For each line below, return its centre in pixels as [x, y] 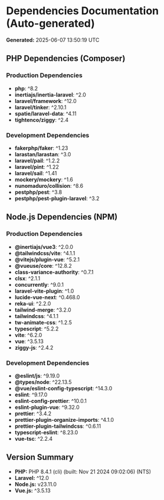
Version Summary [40, 457]
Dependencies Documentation [83, 11]
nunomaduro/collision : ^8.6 [49, 185]
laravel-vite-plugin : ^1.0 [44, 291]
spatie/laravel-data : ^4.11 [45, 113]
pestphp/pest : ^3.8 [38, 192]
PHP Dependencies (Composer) [66, 58]
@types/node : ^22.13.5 [43, 382]
